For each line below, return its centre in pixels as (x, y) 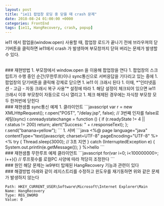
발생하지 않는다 (24, 178)
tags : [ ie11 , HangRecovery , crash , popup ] (49, 28)
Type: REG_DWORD (22, 195)
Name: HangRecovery (25, 191)
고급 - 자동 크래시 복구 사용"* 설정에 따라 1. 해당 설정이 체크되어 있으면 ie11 (84, 89)
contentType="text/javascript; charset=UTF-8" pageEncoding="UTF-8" (78, 136)
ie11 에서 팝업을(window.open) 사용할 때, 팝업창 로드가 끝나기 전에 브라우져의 (79, 43)
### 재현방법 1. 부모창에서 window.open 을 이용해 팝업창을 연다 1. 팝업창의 (77, 70)
